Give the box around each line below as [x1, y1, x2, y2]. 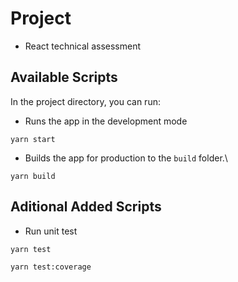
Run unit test [24, 225, 78, 237]
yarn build [10, 171, 56, 181]
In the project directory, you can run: [10, 95, 161, 107]
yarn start [10, 134, 56, 144]
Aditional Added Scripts [10, 198, 162, 216]
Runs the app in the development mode [24, 115, 188, 127]
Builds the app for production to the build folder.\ [24, 152, 228, 164]
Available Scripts [10, 69, 118, 86]
